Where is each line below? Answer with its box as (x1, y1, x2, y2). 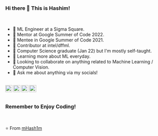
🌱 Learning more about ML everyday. (12, 53, 91, 59)
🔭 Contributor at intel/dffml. (12, 42, 70, 49)
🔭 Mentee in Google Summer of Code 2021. (12, 37, 104, 43)
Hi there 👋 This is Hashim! (5, 5, 70, 12)
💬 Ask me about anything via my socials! (12, 70, 98, 76)
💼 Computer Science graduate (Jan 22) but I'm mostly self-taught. (12, 48, 152, 54)
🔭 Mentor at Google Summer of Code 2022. (12, 32, 104, 38)
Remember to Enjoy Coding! (5, 103, 76, 110)
